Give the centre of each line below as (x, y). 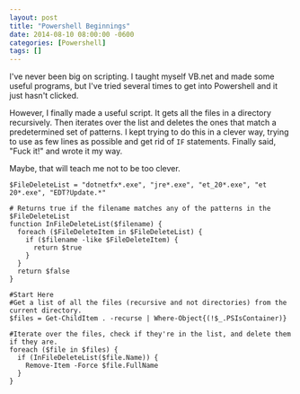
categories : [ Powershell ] (57, 43)
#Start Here (31, 295)
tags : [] (26, 51)
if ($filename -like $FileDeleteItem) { (102, 240)
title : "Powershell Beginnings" (70, 26)
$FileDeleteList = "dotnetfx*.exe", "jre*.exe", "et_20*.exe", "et (138, 185)
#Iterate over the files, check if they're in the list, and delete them (150, 334)
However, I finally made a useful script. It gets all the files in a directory (141, 113)
